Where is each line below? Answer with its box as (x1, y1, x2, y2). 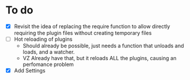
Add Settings (13, 67, 46, 74)
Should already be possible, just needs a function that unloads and (22, 42, 184, 50)
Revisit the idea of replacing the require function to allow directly (13, 23, 171, 30)
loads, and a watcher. (22, 48, 75, 55)
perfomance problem (22, 61, 74, 68)
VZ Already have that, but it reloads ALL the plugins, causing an (22, 55, 177, 62)
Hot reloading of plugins (13, 36, 73, 43)
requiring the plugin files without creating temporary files (13, 30, 152, 36)
